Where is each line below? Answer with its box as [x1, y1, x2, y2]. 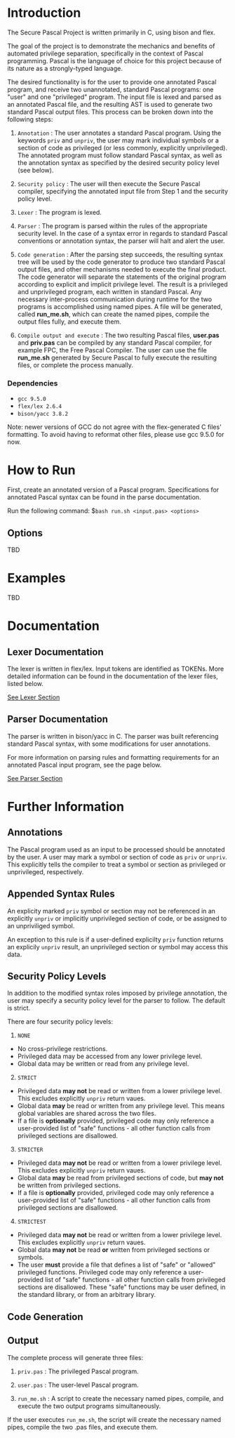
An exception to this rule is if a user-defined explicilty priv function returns [7, 935, 224, 944]
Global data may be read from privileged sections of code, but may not [17, 1174, 224, 1182]
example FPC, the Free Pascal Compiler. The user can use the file [17, 345, 207, 354]
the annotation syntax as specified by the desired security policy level [17, 158, 220, 166]
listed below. [7, 679, 44, 687]
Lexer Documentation [7, 646, 104, 658]
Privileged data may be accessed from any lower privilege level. [17, 1052, 203, 1061]
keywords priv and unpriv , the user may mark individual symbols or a [17, 136, 220, 145]
